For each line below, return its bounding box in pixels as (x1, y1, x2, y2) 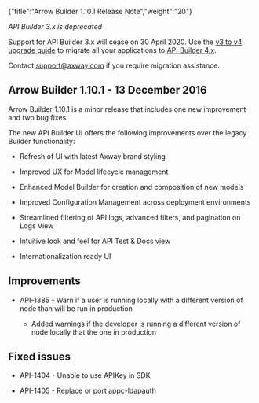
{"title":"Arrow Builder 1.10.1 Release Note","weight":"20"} (8, 7, 192, 16)
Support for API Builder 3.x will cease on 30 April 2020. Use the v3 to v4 (8, 37, 243, 46)
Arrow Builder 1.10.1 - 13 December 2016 (8, 83, 207, 97)
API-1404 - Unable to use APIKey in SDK (19, 371, 151, 380)
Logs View (19, 220, 54, 231)
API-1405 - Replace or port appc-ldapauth (19, 386, 157, 396)
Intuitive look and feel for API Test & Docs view (19, 236, 171, 246)
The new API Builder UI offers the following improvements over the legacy (8, 128, 247, 137)
